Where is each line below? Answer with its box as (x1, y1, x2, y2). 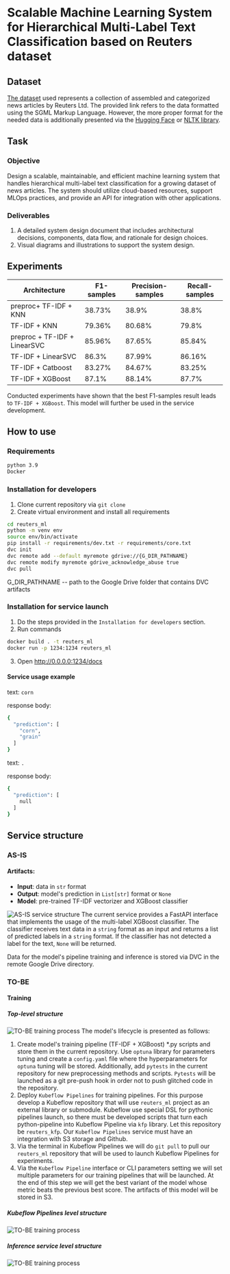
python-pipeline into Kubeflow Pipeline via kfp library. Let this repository (16, 1120, 221, 1129)
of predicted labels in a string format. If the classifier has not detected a (7, 932, 212, 940)
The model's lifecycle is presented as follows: (81, 1027, 210, 1036)
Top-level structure (7, 1009, 64, 1018)
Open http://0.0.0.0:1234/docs (16, 657, 103, 665)
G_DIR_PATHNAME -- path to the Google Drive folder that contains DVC (7, 578, 209, 586)
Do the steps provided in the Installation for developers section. (16, 617, 206, 626)
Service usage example (7, 673, 75, 681)
